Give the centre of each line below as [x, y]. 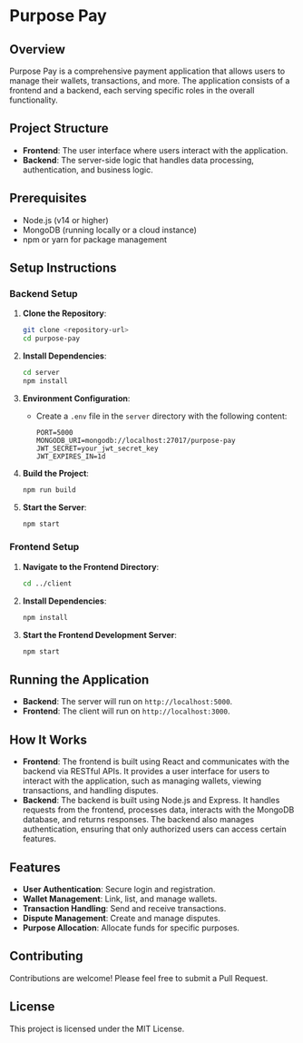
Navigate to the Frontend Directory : [91, 566]
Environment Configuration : [76, 398]
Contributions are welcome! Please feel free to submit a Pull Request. [139, 978]
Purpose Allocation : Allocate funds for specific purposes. [131, 928]
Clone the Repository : [64, 313]
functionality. [34, 100]
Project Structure [59, 128]
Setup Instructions [63, 268]
